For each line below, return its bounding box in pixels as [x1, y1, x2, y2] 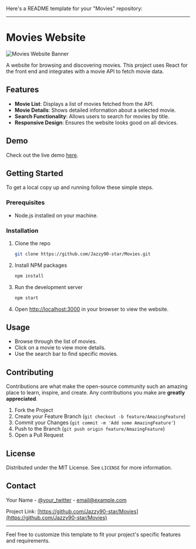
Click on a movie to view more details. [14, 344, 106, 351]
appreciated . [6, 395, 38, 403]
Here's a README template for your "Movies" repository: [6, 5, 143, 12]
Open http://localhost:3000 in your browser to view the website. [14, 306, 169, 313]
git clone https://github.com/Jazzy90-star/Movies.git [14, 251, 151, 257]
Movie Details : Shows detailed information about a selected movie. [14, 107, 176, 114]
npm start [14, 295, 39, 301]
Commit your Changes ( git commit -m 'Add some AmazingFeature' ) [14, 419, 176, 426]
